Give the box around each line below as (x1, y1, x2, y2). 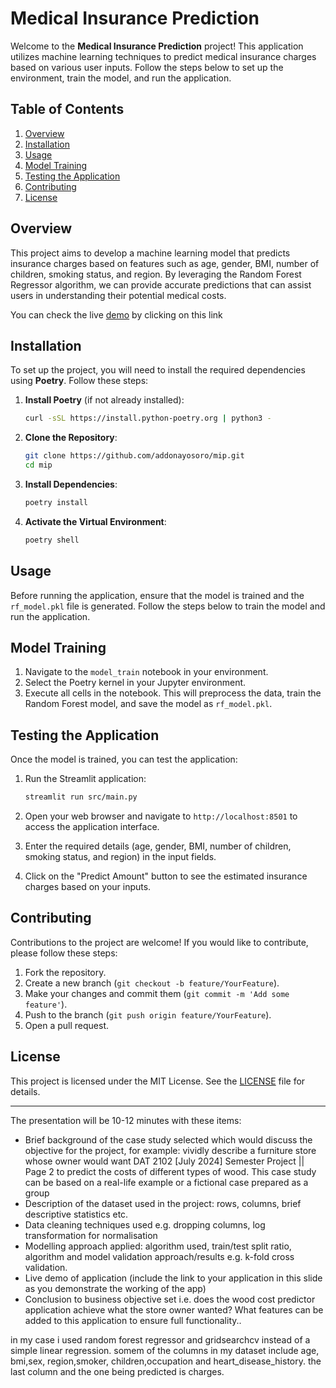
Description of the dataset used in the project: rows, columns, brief (24, 1197, 302, 1209)
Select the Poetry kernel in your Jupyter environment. (24, 677, 247, 689)
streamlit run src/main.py (24, 792, 138, 802)
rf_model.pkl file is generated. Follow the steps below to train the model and (10, 600, 326, 612)
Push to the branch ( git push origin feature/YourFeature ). (24, 1008, 272, 1021)
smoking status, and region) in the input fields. (24, 851, 217, 863)
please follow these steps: (10, 947, 118, 959)
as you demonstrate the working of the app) (24, 1282, 207, 1294)
